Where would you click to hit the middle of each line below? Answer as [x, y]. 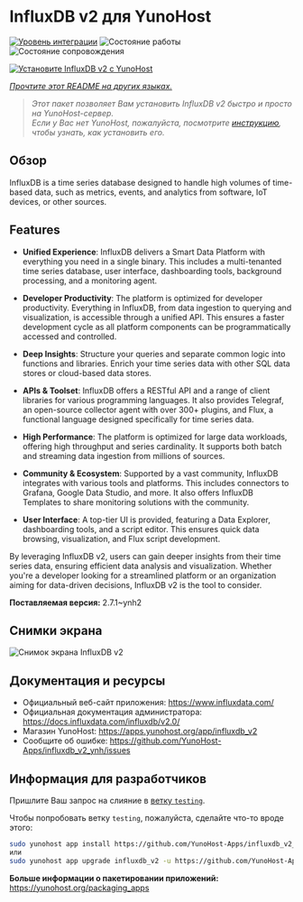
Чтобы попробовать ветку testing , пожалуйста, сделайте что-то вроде [147, 818]
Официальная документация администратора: [112, 712]
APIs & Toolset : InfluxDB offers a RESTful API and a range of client [146, 391]
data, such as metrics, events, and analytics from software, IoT [151, 192]
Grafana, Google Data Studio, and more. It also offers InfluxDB [138, 492]
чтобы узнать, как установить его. [98, 132]
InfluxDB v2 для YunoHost [110, 17]
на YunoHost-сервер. [73, 113]
